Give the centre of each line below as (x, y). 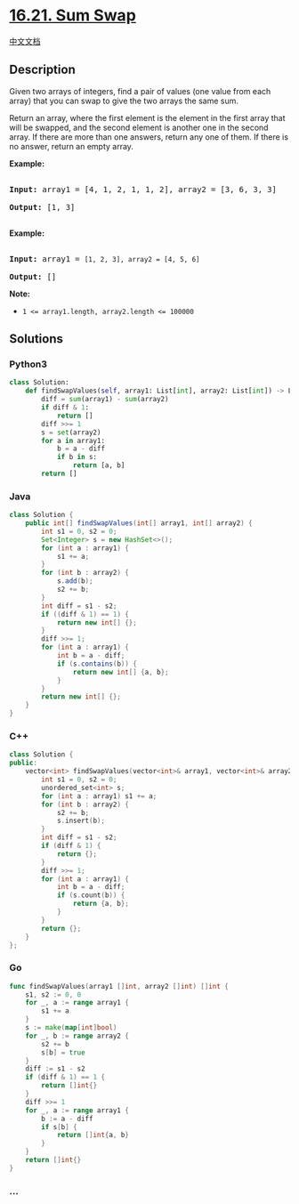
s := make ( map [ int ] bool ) (71, 1028)
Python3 (28, 364)
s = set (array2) (71, 432)
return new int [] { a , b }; (121, 672)
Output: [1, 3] (42, 207)
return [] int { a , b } (93, 1135)
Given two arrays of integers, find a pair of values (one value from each (140, 91)
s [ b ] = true (64, 1052)
